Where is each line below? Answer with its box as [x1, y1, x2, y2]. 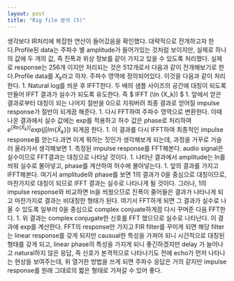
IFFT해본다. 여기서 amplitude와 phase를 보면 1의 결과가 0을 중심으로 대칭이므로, [7, 170, 227, 179]
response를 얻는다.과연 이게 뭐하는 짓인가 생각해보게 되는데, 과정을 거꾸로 [7, 135, 210, 144]
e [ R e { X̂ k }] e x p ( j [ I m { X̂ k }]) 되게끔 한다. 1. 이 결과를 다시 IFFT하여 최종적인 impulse [7, 124, 224, 135]
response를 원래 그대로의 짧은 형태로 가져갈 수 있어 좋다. [7, 266, 163, 274]
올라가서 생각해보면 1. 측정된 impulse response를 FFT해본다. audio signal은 [14, 144, 224, 152]
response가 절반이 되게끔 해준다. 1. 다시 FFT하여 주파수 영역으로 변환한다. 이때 [7, 107, 222, 116]
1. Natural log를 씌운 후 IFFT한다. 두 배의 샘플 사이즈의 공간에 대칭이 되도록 [22, 82, 227, 90]
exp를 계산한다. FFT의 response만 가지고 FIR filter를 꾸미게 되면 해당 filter [20, 222, 225, 231]
